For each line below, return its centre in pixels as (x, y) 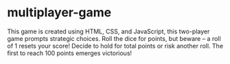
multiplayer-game (59, 13)
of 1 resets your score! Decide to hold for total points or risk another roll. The (115, 46)
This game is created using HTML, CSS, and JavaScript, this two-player (108, 31)
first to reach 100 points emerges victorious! (70, 53)
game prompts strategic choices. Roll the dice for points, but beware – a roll (114, 38)
